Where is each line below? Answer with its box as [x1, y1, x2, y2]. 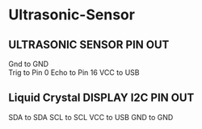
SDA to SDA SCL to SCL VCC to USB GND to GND [8, 112, 174, 122]
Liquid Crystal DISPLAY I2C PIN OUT [8, 91, 195, 105]
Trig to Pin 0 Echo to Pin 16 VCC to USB [8, 68, 140, 77]
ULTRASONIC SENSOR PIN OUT [8, 38, 170, 52]
